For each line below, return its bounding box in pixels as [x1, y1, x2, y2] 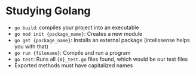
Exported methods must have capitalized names [14, 61, 133, 69]
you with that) [14, 43, 49, 50]
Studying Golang [5, 4, 91, 18]
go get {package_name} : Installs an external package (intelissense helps [14, 36, 190, 43]
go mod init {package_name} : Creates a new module [14, 30, 143, 37]
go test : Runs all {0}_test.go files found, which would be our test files [14, 55, 188, 62]
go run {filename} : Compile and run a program [14, 49, 131, 56]
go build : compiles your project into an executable [14, 24, 139, 31]
